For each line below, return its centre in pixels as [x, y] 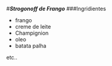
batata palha [31, 46]
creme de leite [33, 27]
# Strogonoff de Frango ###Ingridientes [56, 9]
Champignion [32, 33]
